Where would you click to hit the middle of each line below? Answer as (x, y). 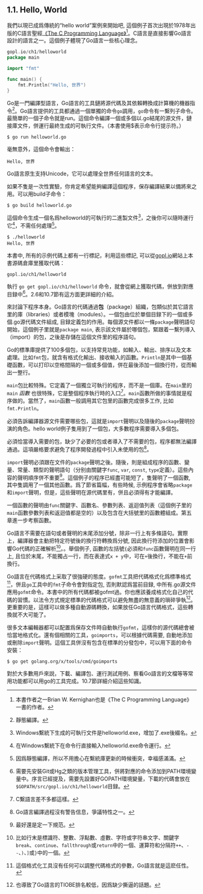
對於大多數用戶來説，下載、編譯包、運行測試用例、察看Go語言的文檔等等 (98, 674)
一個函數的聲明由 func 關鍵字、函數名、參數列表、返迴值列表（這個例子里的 (99, 505)
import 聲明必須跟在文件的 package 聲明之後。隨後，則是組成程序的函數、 (96, 462)
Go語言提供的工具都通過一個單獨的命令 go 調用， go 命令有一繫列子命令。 (108, 110)
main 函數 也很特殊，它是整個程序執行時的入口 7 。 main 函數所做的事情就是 (97, 393)
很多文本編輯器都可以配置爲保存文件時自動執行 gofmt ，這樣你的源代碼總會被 (101, 628)
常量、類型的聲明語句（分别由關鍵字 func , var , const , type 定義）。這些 (103, 470)
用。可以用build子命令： (37, 194)
